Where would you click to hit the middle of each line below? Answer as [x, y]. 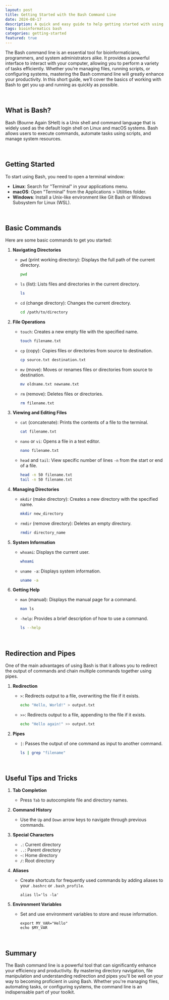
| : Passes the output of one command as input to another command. [91, 743]
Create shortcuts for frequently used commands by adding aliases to [92, 880]
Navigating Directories [37, 250]
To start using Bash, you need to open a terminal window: [65, 176]
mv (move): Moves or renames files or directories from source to [86, 369]
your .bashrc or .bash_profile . [52, 886]
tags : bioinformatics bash [34, 29]
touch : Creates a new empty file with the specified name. [79, 331]
